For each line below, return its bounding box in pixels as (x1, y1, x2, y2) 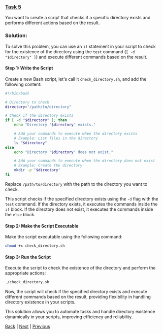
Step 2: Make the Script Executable (5, 223, 79, 229)
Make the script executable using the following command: (5, 234, 123, 240)
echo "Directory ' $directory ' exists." (14, 122, 96, 128)
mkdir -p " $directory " (14, 167, 61, 173)
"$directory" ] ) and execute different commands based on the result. (5, 54, 148, 60)
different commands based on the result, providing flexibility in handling (5, 294, 151, 300)
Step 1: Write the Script (5, 65, 53, 71)
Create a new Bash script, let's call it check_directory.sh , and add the (5, 76, 147, 82)
